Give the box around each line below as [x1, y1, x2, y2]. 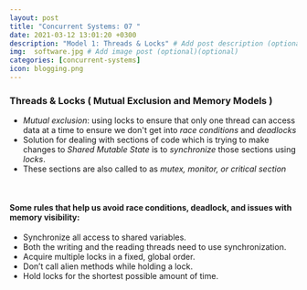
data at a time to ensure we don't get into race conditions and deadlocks [22, 125, 297, 136]
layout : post [9, 13, 59, 23]
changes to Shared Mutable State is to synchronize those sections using [22, 144, 297, 155]
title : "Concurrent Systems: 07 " [9, 22, 142, 31]
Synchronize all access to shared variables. [22, 232, 187, 243]
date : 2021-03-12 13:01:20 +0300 [9, 30, 137, 39]
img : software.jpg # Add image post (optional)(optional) [9, 47, 239, 57]
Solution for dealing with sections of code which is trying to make [22, 134, 270, 146]
